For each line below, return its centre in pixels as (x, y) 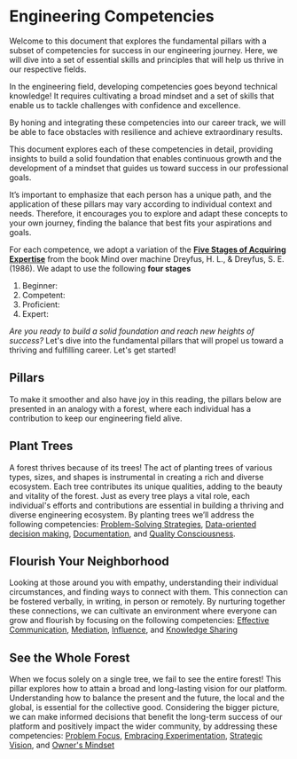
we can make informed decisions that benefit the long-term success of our (146, 717)
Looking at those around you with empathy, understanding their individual (144, 582)
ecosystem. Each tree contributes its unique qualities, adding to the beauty (146, 486)
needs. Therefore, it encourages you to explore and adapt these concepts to (148, 213)
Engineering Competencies (112, 16)
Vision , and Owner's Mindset (62, 745)
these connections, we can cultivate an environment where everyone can (143, 611)
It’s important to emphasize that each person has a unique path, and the (141, 194)
